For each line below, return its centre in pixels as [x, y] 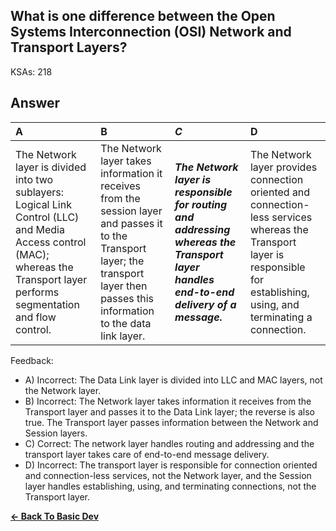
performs [37, 292]
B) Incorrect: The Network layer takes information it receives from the [168, 401]
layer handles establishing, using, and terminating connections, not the [170, 486]
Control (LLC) [47, 217]
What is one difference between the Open [143, 16]
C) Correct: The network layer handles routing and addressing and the [169, 443]
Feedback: [32, 360]
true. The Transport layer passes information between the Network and [171, 422]
